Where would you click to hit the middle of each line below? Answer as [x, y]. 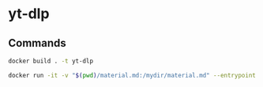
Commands [38, 43]
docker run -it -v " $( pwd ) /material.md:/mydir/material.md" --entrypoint [132, 75]
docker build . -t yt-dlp [51, 61]
